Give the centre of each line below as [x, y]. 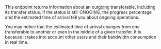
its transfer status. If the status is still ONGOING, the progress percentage [78, 12]
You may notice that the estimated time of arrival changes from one [72, 27]
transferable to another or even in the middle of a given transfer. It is [73, 32]
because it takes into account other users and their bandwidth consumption [81, 37]
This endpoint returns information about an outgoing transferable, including [80, 7]
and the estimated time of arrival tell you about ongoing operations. [72, 17]
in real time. [17, 42]
